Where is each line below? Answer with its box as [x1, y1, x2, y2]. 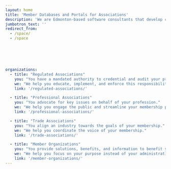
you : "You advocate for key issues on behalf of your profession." [14, 100, 160, 105]
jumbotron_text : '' [5, 21, 47, 27]
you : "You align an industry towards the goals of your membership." [14, 123, 165, 128]
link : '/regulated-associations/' [14, 86, 88, 91]
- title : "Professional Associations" [10, 95, 93, 100]
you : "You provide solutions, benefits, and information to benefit [14, 147, 163, 152]
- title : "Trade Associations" [10, 118, 76, 123]
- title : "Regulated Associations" [10, 72, 85, 77]
